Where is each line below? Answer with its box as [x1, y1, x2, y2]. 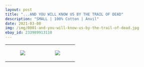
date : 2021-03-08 [5, 21, 41, 26]
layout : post [5, 7, 32, 12]
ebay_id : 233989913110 [5, 30, 52, 35]
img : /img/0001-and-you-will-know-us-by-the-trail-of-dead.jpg [5, 26, 140, 31]
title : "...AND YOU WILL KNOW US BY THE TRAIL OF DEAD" [5, 12, 124, 17]
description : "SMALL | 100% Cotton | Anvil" [5, 16, 99, 21]
